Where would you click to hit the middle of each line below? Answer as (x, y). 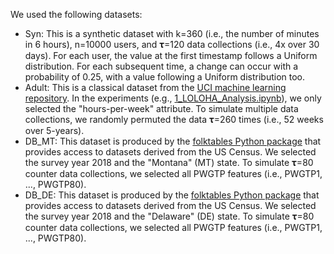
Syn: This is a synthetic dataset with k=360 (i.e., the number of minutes (172, 33)
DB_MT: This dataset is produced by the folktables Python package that (173, 141)
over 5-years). (54, 130)
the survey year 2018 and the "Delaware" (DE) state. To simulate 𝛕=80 (169, 216)
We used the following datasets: (76, 14)
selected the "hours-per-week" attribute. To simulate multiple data (161, 108)
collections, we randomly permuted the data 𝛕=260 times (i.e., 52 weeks (174, 119)
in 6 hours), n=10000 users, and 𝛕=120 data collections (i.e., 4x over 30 (172, 44)
